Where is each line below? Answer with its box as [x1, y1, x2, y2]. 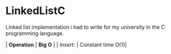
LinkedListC [5, 4, 66, 18]
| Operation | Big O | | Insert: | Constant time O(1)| [5, 41, 127, 48]
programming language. [5, 29, 64, 36]
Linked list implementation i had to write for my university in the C [5, 23, 165, 31]
